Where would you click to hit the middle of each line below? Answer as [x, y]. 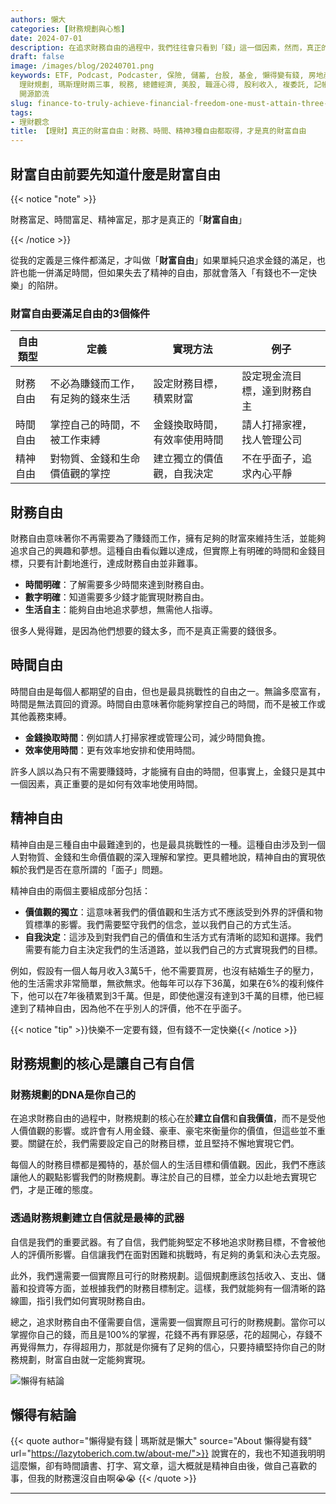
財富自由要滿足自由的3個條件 [80, 313]
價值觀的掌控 [80, 474]
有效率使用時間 [188, 440]
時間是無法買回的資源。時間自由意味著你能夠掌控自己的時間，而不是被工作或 [168, 703]
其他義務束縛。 [41, 716]
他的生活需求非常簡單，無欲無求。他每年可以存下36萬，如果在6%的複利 [158, 983]
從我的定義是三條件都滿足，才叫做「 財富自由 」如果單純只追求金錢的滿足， [163, 260]
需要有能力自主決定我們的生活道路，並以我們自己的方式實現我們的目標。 [173, 949]
